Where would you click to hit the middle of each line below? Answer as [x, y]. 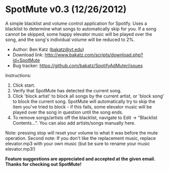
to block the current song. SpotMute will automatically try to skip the [84, 101]
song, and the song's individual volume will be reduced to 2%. [70, 40]
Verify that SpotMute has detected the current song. [67, 90]
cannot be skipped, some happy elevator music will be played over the [79, 34]
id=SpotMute [26, 60]
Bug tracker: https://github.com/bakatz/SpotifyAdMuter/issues [78, 65]
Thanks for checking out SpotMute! [44, 164]
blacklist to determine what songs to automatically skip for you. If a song [81, 28]
